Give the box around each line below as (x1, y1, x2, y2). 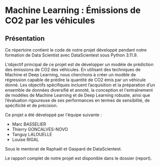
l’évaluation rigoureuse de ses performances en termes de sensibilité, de (5, 97, 150, 103)
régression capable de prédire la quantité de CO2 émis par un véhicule (5, 77, 146, 83)
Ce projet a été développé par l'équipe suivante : (5, 112, 102, 118)
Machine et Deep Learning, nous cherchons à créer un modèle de (5, 72, 136, 77)
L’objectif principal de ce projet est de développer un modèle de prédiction (5, 62, 154, 67)
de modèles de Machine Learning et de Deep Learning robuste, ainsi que (5, 92, 150, 98)
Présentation (5, 34, 45, 42)
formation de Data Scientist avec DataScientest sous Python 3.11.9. (5, 52, 138, 58)
